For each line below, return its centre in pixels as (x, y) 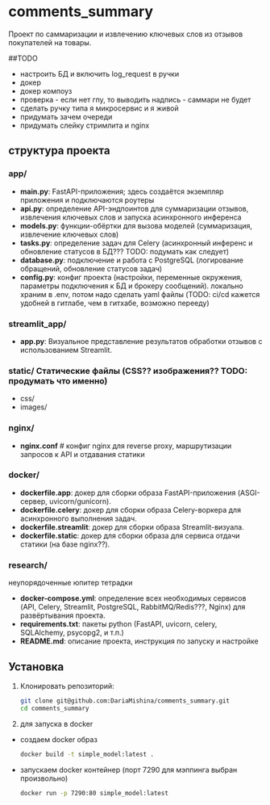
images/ (33, 407)
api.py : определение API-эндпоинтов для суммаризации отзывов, (134, 208)
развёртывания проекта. (63, 615)
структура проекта (59, 151)
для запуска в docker (56, 723)
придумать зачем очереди (66, 116)
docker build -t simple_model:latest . (87, 754)
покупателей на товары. (50, 42)
